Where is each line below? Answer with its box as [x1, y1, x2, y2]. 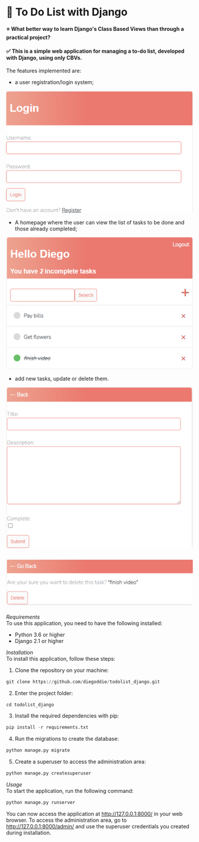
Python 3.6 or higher [14, 631, 65, 638]
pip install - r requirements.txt [6, 725, 89, 731]
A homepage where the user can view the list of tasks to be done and [14, 219, 185, 226]
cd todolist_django [6, 702, 54, 708]
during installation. [6, 829, 52, 836]
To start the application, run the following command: [6, 788, 134, 794]
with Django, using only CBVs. [6, 54, 82, 61]
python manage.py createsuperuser [6, 770, 92, 776]
